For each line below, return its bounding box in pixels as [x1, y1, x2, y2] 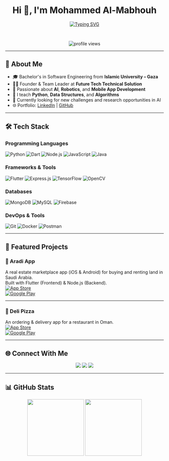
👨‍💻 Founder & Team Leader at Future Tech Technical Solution [12, 80, 142, 87]
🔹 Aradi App [5, 257, 35, 264]
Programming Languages [5, 140, 69, 147]
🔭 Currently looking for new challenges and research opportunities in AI [12, 97, 161, 103]
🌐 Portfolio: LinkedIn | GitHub [12, 102, 74, 108]
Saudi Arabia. [5, 274, 33, 281]
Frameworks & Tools [5, 164, 56, 171]
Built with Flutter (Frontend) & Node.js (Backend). [5, 280, 107, 286]
